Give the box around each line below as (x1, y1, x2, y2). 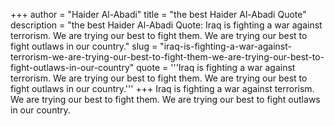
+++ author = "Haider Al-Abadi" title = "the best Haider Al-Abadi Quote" (10, 9, 307, 20)
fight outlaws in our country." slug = (10, 40, 158, 52)
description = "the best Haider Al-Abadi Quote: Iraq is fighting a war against (10, 19, 323, 31)
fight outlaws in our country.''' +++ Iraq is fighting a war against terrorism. (10, 83, 315, 94)
